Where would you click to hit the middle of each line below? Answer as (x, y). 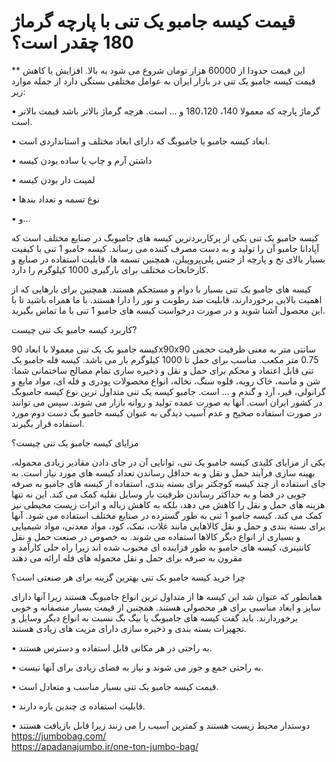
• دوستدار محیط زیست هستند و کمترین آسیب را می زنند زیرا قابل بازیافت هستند (161, 725)
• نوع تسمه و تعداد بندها (56, 199)
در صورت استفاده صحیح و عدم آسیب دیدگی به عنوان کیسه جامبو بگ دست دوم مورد (167, 412)
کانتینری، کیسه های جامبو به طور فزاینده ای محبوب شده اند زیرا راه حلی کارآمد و (161, 547)
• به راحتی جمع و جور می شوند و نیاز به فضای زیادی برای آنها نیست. (137, 667)
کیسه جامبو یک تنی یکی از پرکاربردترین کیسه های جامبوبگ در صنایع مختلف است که (165, 237)
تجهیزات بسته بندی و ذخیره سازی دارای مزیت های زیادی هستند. (129, 628)
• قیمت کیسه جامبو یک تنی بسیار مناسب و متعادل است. (115, 686)
